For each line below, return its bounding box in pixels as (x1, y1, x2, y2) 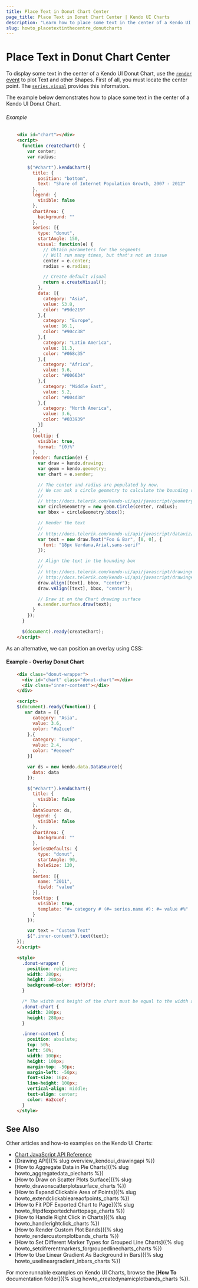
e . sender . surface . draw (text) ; (37, 602, 112, 607)
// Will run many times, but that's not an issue (43, 252, 167, 258)
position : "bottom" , (37, 175, 88, 182)
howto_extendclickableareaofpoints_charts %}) (14, 1195, 130, 1202)
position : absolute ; (27, 1036, 78, 1043)
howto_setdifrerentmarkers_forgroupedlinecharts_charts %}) (14, 1245, 162, 1252)
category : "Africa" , (43, 362, 94, 367)
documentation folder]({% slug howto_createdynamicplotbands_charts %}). (6, 1275, 190, 1283)
